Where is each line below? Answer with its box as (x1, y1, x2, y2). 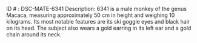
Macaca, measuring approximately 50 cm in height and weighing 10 (6, 12, 175, 19)
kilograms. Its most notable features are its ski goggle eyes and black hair (6, 18, 190, 25)
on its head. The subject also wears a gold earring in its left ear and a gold (6, 24, 192, 31)
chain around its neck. (6, 31, 62, 38)
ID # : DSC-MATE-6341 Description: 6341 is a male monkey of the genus (6, 5, 187, 12)
